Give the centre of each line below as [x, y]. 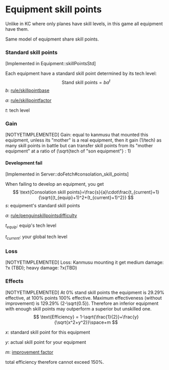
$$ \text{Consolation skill [39, 192]
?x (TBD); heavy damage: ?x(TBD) [41, 268]
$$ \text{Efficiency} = [56, 317]
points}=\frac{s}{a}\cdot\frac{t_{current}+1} [113, 192]
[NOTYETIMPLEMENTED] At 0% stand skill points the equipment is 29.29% [85, 292]
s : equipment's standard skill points [43, 206]
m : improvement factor [29, 352]
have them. [17, 29]
